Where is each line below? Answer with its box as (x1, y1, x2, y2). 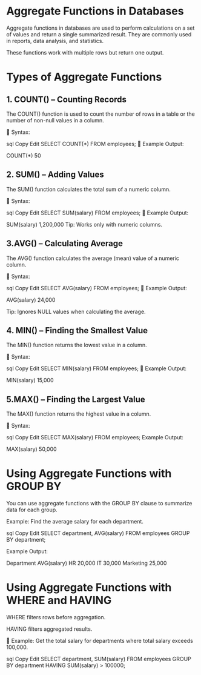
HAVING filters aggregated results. (6, 625, 93, 633)
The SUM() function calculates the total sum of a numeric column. (6, 185, 171, 193)
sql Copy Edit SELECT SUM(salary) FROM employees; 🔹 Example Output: (6, 209, 189, 216)
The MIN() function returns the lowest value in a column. (6, 341, 147, 349)
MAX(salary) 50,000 (6, 445, 57, 453)
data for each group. (6, 506, 58, 513)
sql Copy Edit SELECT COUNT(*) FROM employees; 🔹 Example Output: (6, 140, 184, 147)
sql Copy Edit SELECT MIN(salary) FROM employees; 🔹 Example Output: (6, 365, 186, 372)
